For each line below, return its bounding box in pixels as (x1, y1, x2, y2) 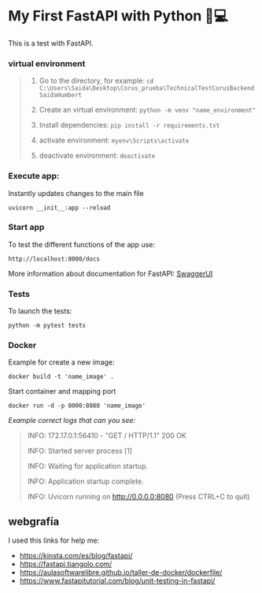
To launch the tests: (8, 306, 72, 316)
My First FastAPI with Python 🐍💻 (8, 7, 228, 25)
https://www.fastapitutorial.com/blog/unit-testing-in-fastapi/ (19, 576, 216, 586)
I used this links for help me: (8, 536, 100, 545)
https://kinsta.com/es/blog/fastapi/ (19, 551, 133, 561)
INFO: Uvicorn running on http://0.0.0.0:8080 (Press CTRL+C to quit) (27, 492, 250, 502)
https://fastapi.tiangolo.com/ (19, 559, 113, 569)
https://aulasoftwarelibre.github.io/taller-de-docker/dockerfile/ (19, 568, 223, 577)
